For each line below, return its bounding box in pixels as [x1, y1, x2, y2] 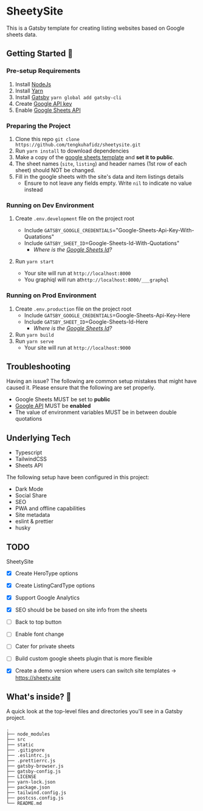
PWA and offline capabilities [15, 505, 86, 512]
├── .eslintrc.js [6, 753, 50, 759]
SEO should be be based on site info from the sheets [15, 606, 148, 613]
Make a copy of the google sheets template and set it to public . [15, 153, 174, 160]
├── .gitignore [6, 747, 45, 753]
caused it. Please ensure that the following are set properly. [6, 384, 156, 392]
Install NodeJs [15, 80, 52, 88]
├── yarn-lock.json [6, 779, 56, 785]
